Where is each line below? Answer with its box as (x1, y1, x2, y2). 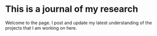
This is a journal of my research (5, 3, 138, 15)
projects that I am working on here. (5, 25, 77, 31)
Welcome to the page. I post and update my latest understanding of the (5, 20, 152, 26)
